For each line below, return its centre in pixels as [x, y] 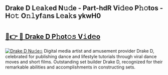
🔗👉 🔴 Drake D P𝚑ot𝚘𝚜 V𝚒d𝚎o [53, 37]
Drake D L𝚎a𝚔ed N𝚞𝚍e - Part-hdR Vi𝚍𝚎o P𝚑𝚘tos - [84, 8]
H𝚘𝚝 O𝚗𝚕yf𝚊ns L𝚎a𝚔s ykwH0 [53, 16]
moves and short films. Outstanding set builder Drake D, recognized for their [84, 62]
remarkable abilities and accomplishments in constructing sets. [70, 67]
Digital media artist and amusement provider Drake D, [99, 51]
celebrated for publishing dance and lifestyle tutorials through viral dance [81, 56]
